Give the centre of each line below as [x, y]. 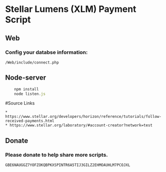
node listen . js [30, 94]
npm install [26, 89]
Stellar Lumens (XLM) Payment [71, 9]
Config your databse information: [47, 52]
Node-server [26, 78]
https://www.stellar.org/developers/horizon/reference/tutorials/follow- [83, 117]
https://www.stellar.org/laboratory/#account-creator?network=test [81, 125]
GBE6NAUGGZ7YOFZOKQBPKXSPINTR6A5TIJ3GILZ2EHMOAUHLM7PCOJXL [68, 165]
